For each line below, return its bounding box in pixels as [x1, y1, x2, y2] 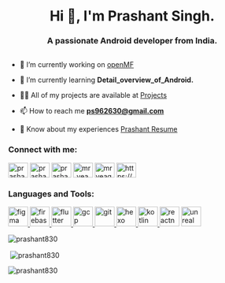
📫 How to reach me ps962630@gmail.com [19, 106, 164, 116]
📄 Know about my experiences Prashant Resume [19, 125, 179, 134]
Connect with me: [8, 144, 78, 155]
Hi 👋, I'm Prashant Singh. [50, 7, 215, 25]
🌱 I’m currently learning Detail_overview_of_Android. [19, 75, 194, 85]
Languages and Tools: [8, 188, 94, 199]
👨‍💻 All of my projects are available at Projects [19, 91, 168, 100]
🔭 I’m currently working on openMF [19, 60, 135, 69]
